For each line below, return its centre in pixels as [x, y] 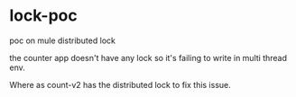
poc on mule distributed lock [62, 40]
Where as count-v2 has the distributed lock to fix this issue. [120, 84]
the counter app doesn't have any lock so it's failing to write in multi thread [148, 57]
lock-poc [44, 16]
